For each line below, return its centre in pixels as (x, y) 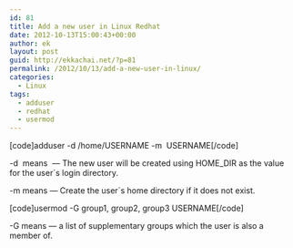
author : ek (30, 43)
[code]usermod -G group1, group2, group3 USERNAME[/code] (126, 208)
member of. (31, 236)
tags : (20, 94)
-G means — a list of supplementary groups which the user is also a (136, 226)
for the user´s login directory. (64, 173)
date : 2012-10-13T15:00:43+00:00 (73, 35)
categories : (32, 77)
